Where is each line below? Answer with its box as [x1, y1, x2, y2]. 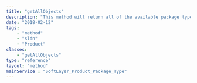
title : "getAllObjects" [6, 8, 64, 15]
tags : [6, 25, 19, 31]
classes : [6, 47, 28, 53]
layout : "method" [6, 63, 49, 69]
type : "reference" [6, 57, 51, 63]
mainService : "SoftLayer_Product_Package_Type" [6, 68, 127, 74]
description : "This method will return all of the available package [6, 14, 180, 20]
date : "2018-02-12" [6, 19, 54, 25]
